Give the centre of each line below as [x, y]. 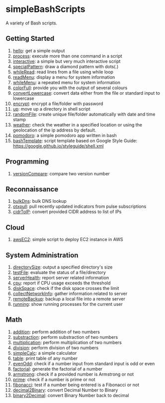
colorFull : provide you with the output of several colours [70, 88]
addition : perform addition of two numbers [56, 332]
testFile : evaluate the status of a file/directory [59, 272]
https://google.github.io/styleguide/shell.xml [58, 146]
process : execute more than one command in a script [67, 56]
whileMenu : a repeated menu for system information [67, 82]
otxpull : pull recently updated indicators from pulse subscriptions [80, 206]
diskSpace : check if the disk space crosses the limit [66, 288]
